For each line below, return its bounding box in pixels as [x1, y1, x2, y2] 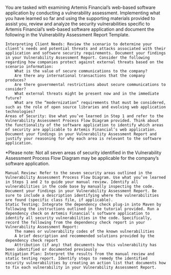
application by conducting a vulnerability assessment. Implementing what [5, 10, 160, 16]
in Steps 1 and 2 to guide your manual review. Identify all [5, 179, 139, 185]
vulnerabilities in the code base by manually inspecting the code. [5, 184, 155, 189]
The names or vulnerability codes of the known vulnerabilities [14, 229, 155, 234]
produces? [5, 78, 27, 83]
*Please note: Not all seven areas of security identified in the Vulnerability [5, 150, 162, 156]
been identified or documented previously [5, 247, 97, 252]
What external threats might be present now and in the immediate [14, 91, 159, 96]
